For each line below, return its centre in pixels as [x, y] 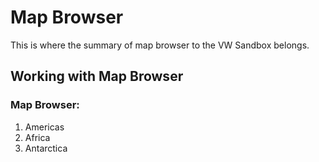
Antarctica [46, 148]
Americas [44, 127]
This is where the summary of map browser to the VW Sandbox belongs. [160, 45]
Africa [37, 137]
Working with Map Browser [97, 76]
